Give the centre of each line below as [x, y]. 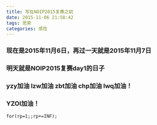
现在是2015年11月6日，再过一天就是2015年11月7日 [79, 50]
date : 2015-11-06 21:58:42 [40, 17]
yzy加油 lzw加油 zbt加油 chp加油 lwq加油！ [70, 86]
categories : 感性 [27, 29]
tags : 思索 [19, 23]
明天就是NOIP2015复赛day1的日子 [55, 69]
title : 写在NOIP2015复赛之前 [40, 12]
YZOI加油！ [23, 103]
